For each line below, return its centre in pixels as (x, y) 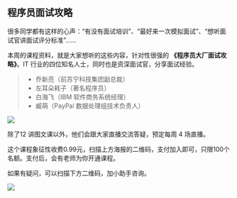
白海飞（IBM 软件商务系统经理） (82, 97)
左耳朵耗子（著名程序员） (73, 88)
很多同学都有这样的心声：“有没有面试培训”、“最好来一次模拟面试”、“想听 (114, 31)
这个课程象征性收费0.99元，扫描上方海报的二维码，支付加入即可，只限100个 (119, 149)
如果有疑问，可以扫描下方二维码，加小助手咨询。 (79, 173)
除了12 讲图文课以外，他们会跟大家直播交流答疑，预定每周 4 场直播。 (109, 134)
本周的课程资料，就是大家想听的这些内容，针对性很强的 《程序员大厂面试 (114, 55)
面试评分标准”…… (51, 40)
